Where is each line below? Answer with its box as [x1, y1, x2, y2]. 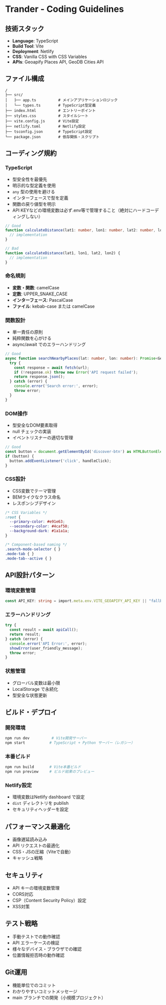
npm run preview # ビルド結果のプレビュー [5, 769, 95, 774]
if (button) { [5, 453, 35, 459]
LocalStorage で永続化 [12, 686, 58, 692]
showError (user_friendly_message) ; [9, 646, 83, 651]
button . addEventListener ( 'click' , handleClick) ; [9, 458, 112, 463]
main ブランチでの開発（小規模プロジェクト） [12, 995, 106, 1001]
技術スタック [5, 24, 44, 33]
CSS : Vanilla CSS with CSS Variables [12, 54, 87, 59]
